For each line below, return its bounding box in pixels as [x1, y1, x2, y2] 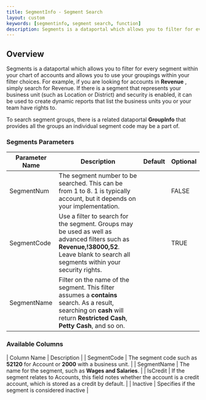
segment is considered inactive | [6, 387, 89, 394]
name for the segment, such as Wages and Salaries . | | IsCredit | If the [6, 367, 185, 374]
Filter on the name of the [58, 276, 130, 284]
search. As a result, [58, 298, 115, 307]
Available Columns [6, 340, 64, 349]
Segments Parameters [6, 137, 75, 146]
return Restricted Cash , [58, 314, 128, 322]
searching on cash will [58, 306, 124, 315]
